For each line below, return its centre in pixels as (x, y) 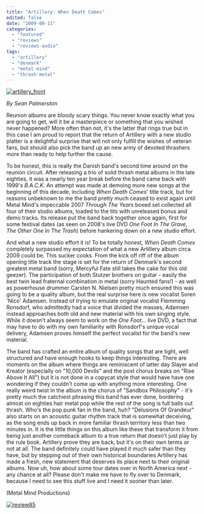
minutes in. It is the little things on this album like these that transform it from (102, 429)
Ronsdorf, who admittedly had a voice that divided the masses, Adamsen (98, 307)
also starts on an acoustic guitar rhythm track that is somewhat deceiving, (99, 416)
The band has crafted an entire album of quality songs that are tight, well (97, 352)
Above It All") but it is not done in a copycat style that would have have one (100, 377)
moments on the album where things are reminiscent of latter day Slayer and (102, 365)
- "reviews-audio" (35, 46)
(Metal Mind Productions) (38, 493)
